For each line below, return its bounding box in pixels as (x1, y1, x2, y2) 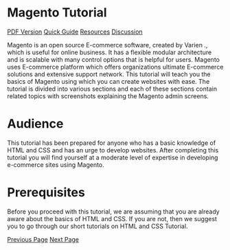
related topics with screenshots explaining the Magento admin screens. (7, 91, 209, 100)
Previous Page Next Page (7, 235, 80, 243)
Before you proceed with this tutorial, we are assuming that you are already (7, 207, 220, 216)
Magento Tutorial (7, 5, 108, 21)
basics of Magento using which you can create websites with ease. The (7, 77, 210, 85)
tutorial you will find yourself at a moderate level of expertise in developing (7, 153, 218, 161)
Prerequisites (7, 185, 86, 201)
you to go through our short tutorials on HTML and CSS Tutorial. (7, 222, 188, 230)
